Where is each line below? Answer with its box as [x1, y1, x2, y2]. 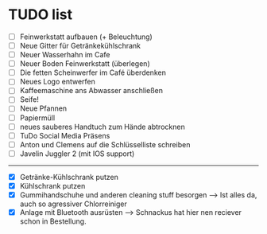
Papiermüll [19, 113, 56, 123]
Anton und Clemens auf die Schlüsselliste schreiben [19, 139, 191, 149]
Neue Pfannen [19, 103, 68, 113]
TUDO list [8, 6, 73, 24]
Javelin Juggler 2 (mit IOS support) [19, 149, 135, 158]
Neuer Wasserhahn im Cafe [19, 50, 110, 60]
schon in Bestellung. [19, 216, 87, 226]
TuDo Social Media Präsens [19, 131, 110, 140]
